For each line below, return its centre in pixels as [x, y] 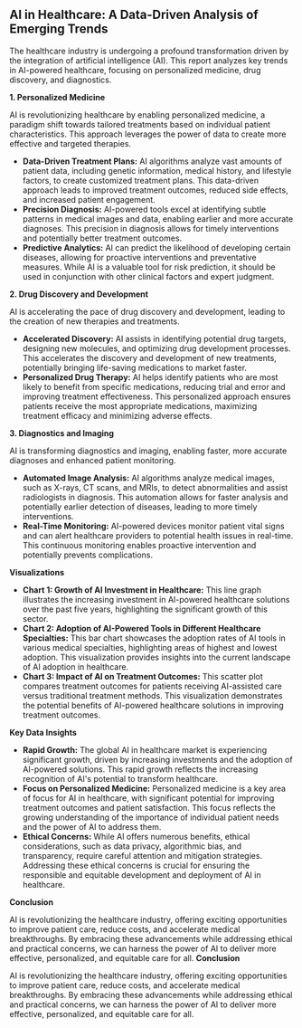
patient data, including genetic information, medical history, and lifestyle [157, 170]
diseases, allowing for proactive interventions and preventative [139, 257]
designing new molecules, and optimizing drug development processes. [156, 348]
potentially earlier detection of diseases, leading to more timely [140, 507]
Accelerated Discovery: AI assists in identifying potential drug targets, [154, 338]
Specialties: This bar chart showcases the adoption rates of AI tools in [154, 638]
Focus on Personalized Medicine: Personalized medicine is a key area [154, 788]
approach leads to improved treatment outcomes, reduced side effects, [155, 190]
